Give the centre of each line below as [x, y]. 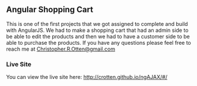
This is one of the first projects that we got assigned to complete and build [97, 24]
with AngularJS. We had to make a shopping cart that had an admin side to [97, 30]
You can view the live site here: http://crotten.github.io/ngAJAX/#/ [87, 77]
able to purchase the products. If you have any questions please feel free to [99, 42]
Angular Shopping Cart [50, 10]
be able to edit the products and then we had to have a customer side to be [98, 36]
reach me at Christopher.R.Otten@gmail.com [61, 49]
